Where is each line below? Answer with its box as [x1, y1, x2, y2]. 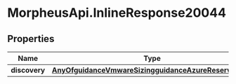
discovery [11, 65, 46, 75]
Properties [7, 33, 55, 45]
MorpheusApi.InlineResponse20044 [7, 5, 227, 21]
